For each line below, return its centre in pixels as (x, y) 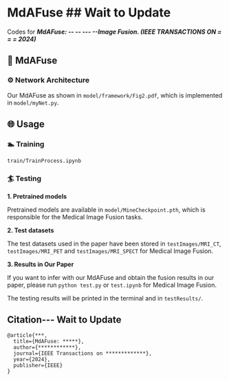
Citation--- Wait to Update (64, 320)
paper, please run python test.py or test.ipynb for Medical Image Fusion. (112, 285)
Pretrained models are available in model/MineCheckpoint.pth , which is (106, 209)
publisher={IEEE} (38, 366)
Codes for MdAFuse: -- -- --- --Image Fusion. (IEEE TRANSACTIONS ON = (115, 32)
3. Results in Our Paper (41, 264)
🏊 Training (26, 144)
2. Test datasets (31, 230)
